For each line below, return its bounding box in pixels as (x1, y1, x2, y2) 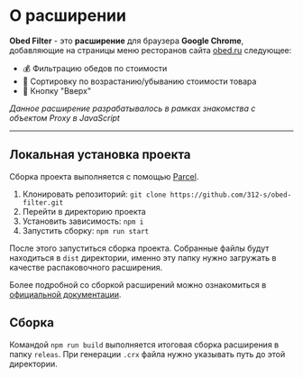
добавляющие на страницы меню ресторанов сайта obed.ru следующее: (9, 44, 292, 55)
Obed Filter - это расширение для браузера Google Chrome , (9, 35, 244, 46)
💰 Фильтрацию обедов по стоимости (22, 62, 168, 73)
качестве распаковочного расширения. (9, 262, 163, 272)
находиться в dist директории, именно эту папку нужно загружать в (9, 252, 277, 263)
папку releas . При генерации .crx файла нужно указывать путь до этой (9, 348, 286, 359)
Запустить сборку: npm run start (22, 225, 150, 235)
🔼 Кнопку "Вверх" (22, 85, 92, 96)
